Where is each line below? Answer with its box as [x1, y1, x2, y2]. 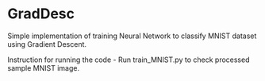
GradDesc [7, 5, 75, 23]
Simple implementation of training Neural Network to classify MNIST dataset [7, 31, 257, 40]
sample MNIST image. [7, 63, 80, 72]
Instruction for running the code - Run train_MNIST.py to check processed [7, 55, 250, 64]
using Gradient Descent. [7, 39, 87, 48]
